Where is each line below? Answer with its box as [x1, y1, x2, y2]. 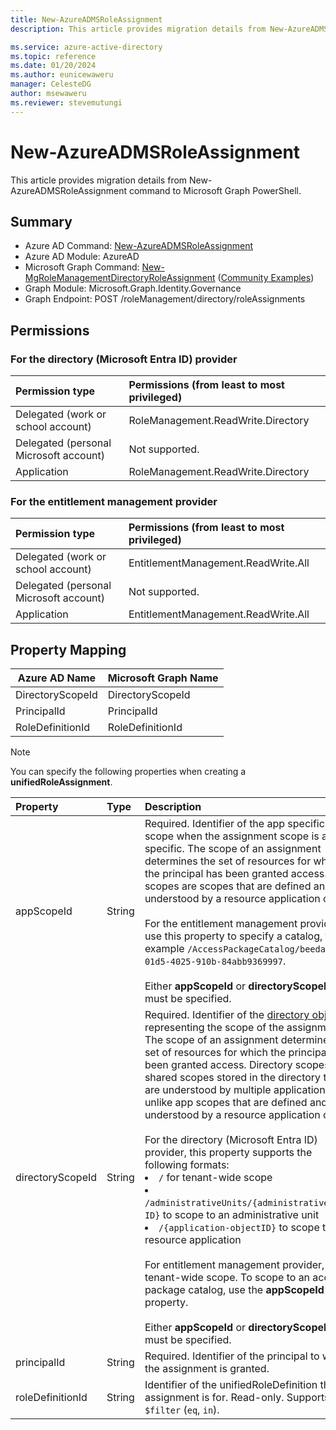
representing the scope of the [144, 1021, 285, 1035]
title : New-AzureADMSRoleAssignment [10, 14, 163, 25]
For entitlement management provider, [144, 1258, 325, 1272]
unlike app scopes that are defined [144, 1096, 308, 1110]
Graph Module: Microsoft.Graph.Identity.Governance [24, 282, 242, 295]
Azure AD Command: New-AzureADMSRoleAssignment [24, 240, 254, 252]
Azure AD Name [17, 671, 97, 685]
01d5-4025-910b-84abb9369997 [144, 956, 283, 968]
